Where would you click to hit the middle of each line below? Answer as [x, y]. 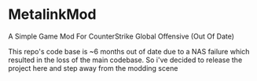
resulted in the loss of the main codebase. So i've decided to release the [125, 60]
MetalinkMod [52, 15]
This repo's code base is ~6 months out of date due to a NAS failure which [129, 51]
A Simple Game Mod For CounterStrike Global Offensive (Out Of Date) [121, 36]
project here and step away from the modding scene [93, 68]
